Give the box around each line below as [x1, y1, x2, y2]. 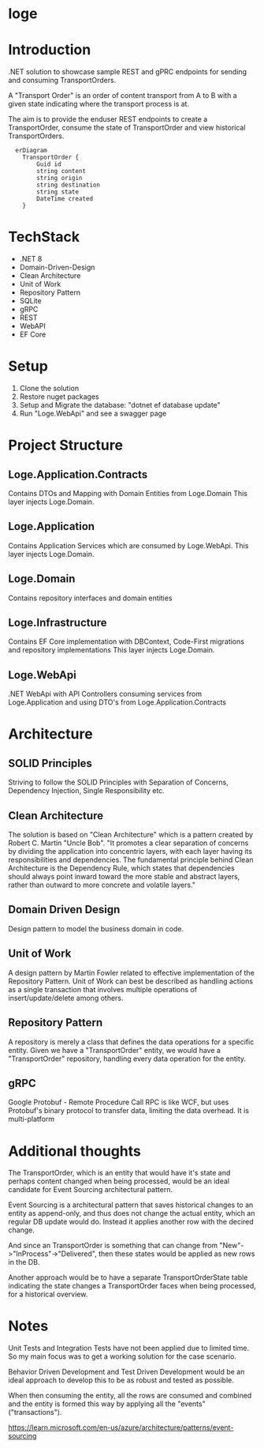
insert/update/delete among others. [8, 993, 124, 1002]
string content [36, 167, 87, 175]
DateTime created [36, 195, 93, 203]
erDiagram [15, 147, 47, 155]
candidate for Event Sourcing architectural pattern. [8, 1185, 173, 1194]
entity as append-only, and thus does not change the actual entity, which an [8, 1209, 255, 1218]
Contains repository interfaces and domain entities [8, 593, 173, 603]
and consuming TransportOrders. [8, 76, 117, 85]
